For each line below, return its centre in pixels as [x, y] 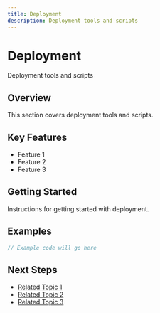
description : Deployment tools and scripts [73, 21]
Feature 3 [32, 170]
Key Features [37, 137]
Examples [30, 232]
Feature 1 [31, 154]
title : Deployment [34, 14]
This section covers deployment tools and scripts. [80, 115]
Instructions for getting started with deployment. [78, 209]
